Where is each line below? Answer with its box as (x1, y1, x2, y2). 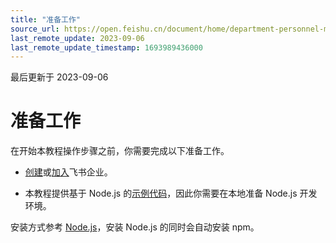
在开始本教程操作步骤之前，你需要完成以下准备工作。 (10, 145, 230, 157)
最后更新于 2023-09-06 (10, 71, 109, 83)
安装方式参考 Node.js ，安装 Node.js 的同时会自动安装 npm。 (10, 221, 260, 233)
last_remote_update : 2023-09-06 (10, 33, 145, 43)
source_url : (10, 24, 60, 34)
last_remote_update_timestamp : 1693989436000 (10, 42, 203, 53)
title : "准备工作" (10, 14, 82, 25)
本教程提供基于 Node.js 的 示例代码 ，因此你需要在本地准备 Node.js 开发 (24, 187, 318, 200)
